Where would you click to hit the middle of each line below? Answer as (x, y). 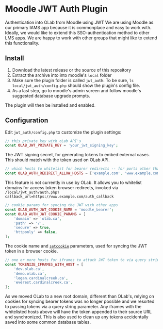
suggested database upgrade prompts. (51, 96)
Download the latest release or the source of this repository (72, 70)
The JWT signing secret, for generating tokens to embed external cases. (78, 155)
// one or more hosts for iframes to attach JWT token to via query (76, 260)
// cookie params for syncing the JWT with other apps (62, 205)
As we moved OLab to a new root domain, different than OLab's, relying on (80, 296)
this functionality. (22, 43)
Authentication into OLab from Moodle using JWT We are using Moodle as (79, 22)
